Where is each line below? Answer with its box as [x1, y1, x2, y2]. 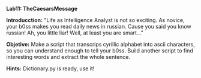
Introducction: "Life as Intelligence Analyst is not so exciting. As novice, [6, 17, 185, 23]
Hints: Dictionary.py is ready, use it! [6, 65, 95, 72]
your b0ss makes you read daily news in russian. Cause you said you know [6, 23, 191, 30]
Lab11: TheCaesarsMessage [6, 5, 78, 12]
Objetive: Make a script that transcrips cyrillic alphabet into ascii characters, [6, 41, 195, 48]
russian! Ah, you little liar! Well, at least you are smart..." [6, 29, 144, 36]
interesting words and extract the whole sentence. [6, 54, 131, 60]
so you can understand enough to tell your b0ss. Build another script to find [6, 47, 193, 54]
